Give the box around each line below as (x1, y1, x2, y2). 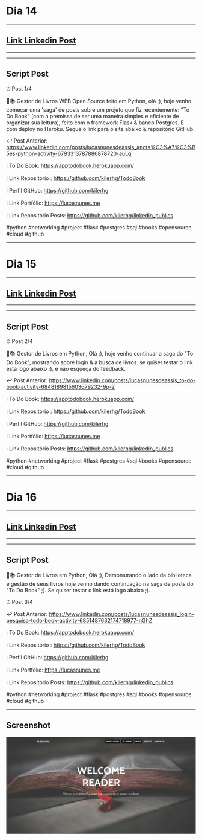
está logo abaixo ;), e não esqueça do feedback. (6, 365, 126, 373)
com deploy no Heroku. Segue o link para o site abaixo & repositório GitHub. (6, 125, 195, 132)
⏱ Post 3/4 (6, 598, 33, 605)
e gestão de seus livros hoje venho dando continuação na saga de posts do (6, 580, 194, 587)
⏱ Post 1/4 (6, 85, 32, 92)
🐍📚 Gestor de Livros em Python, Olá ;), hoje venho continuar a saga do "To (6, 350, 194, 357)
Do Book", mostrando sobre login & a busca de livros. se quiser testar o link (6, 359, 194, 366)
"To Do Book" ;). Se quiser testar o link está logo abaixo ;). (6, 586, 150, 594)
